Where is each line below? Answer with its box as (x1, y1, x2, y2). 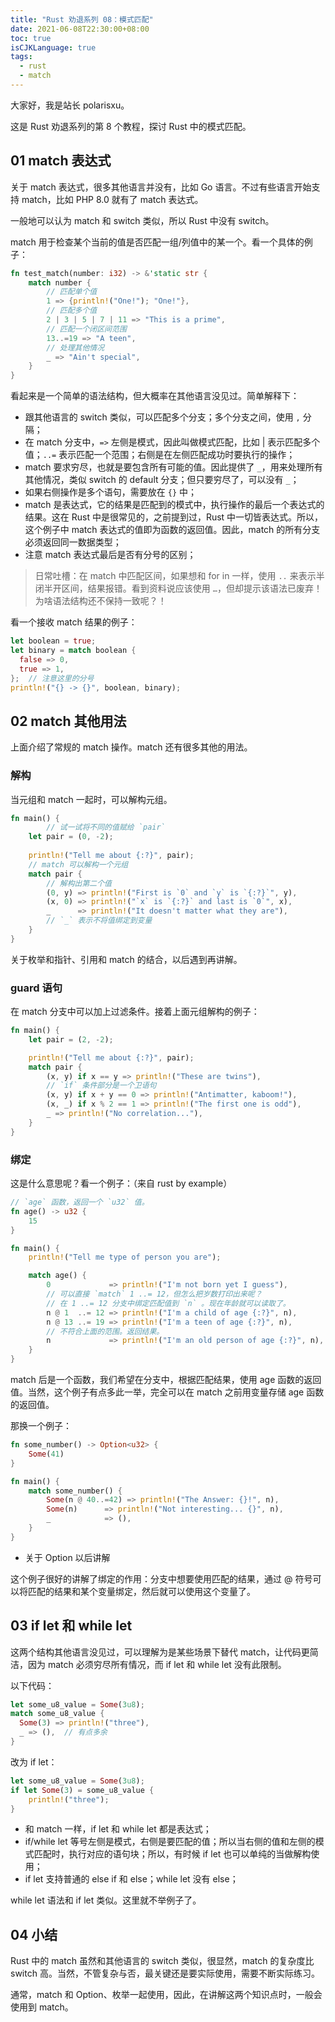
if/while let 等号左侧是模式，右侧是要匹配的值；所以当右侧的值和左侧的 (24, 1836, 316, 1848)
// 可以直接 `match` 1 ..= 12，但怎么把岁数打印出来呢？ (46, 1289, 263, 1300)
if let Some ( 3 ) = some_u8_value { (10, 1785, 155, 1795)
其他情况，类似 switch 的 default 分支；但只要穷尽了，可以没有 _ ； (24, 474, 300, 486)
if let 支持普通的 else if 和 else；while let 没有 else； (24, 1873, 239, 1885)
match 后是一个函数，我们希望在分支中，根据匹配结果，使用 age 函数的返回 (10, 1374, 322, 1386)
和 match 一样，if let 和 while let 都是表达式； (24, 1823, 212, 1835)
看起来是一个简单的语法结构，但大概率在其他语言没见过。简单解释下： (10, 390, 300, 402)
